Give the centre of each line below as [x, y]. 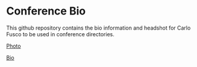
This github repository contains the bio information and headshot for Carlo [98, 28]
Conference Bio [46, 11]
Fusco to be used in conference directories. [60, 34]
